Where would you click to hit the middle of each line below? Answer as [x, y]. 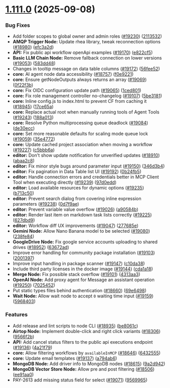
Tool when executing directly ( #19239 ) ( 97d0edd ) [65, 182]
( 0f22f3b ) [23, 85]
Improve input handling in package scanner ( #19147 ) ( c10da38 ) [79, 264]
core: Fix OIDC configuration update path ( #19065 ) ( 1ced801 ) [77, 91]
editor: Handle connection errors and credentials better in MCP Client [86, 177]
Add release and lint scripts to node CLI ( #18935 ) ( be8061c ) [75, 326]
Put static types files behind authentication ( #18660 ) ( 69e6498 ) [79, 291]
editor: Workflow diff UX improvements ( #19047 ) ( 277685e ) [76, 226]
